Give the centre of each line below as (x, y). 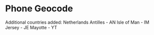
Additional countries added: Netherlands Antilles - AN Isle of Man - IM (77, 22)
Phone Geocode (39, 9)
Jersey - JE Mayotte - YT (31, 27)
